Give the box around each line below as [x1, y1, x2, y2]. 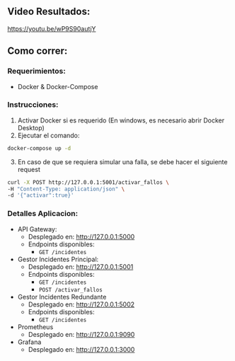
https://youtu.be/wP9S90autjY [7, 24, 96, 33]
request [17, 165, 40, 173]
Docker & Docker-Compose [17, 82, 98, 91]
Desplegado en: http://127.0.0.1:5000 [28, 232, 135, 241]
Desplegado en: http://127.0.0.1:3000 [28, 345, 135, 353]
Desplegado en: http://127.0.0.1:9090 [28, 330, 135, 338]
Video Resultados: [7, 6, 91, 18]
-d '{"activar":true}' [7, 192, 74, 199]
